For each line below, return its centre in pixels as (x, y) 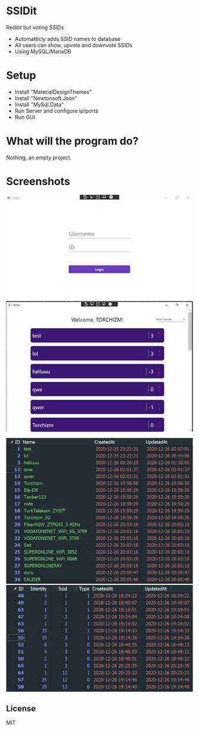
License (21, 708)
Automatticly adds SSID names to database (68, 39)
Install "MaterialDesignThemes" (53, 92)
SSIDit (22, 11)
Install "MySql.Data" (39, 104)
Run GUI (25, 117)
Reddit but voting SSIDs (35, 27)
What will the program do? (73, 141)
